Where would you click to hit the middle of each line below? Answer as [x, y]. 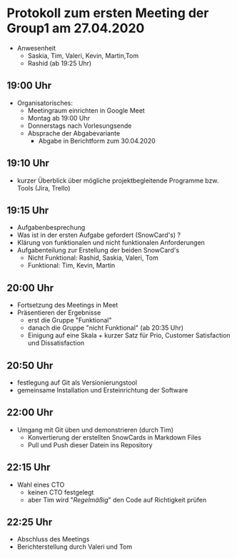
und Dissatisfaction [56, 343]
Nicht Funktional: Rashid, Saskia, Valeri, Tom [93, 258]
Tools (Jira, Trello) [44, 188]
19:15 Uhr [28, 210]
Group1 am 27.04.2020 [76, 28]
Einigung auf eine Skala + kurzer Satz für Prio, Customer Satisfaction [129, 335]
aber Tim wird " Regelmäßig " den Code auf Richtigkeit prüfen [117, 499]
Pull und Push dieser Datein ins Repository [90, 445]
